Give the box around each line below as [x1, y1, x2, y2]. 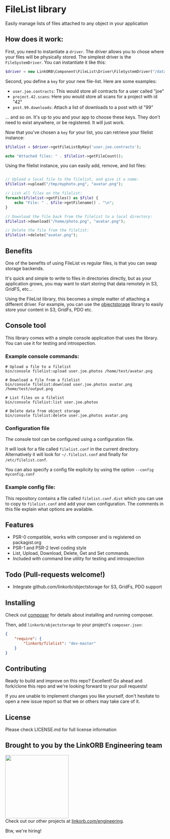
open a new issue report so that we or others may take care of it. [5, 698, 140, 705]
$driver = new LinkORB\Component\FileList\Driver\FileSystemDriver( [5, 69, 153, 74]
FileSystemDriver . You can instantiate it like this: [5, 59, 106, 65]
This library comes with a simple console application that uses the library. [5, 334, 158, 340]
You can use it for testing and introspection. [5, 340, 97, 346]
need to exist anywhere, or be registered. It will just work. [5, 119, 125, 125]
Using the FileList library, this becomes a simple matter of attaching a [5, 295, 150, 302]
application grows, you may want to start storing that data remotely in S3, [5, 280, 158, 287]
